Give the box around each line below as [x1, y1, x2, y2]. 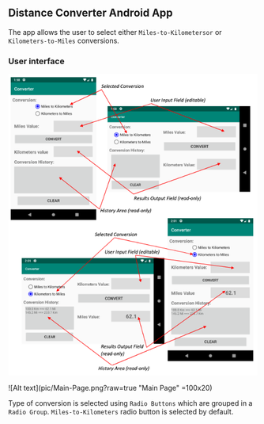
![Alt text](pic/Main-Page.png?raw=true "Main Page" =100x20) [8, 384, 213, 393]
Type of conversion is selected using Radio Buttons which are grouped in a [8, 399, 253, 408]
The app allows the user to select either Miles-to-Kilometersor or [8, 27, 223, 36]
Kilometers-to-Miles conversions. [8, 36, 120, 45]
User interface [8, 55, 65, 67]
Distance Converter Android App [8, 6, 173, 20]
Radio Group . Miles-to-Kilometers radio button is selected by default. [8, 407, 234, 417]
